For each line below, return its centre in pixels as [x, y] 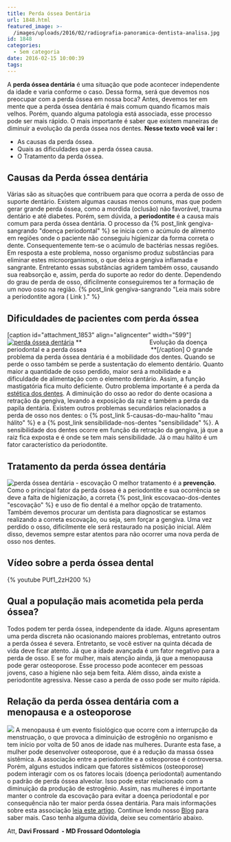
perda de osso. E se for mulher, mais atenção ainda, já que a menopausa [110, 657]
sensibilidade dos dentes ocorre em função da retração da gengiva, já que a [115, 430]
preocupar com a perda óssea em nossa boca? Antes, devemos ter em [108, 99]
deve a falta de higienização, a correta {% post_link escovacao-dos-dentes [114, 498]
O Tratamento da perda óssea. [60, 156]
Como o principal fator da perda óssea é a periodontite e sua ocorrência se [113, 490]
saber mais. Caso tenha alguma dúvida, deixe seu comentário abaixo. [106, 817]
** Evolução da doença [141, 342]
